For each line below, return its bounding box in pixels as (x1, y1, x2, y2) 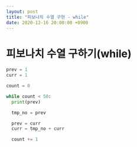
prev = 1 (6, 67, 28, 73)
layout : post (6, 8, 38, 15)
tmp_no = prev (11, 110, 46, 116)
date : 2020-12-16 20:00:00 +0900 (6, 19, 89, 25)
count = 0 (6, 83, 31, 89)
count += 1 (11, 136, 38, 142)
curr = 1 (6, 72, 28, 79)
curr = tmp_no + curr (11, 126, 65, 132)
